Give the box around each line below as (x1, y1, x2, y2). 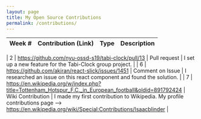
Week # (9, 39, 32, 48)
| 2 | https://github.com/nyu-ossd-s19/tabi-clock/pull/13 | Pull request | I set (6, 54, 195, 62)
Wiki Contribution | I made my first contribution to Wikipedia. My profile (6, 93, 184, 100)
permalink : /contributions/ (6, 20, 77, 26)
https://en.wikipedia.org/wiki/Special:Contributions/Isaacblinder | (6, 106, 169, 113)
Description (120, 39, 156, 48)
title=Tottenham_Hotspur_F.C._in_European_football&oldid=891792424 (6, 86, 183, 94)
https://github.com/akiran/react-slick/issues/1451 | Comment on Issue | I (6, 67, 186, 74)
